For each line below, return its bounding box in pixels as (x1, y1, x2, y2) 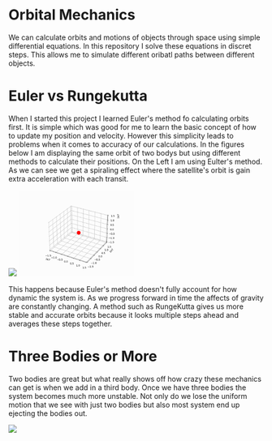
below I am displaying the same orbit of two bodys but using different (8, 148, 241, 157)
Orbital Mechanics (8, 6, 136, 24)
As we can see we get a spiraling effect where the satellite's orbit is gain (8, 165, 250, 175)
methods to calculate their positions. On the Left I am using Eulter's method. (8, 156, 262, 166)
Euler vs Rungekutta (8, 87, 148, 105)
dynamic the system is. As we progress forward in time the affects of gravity (8, 293, 264, 302)
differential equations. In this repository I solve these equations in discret (8, 41, 252, 50)
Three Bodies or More (8, 347, 158, 366)
